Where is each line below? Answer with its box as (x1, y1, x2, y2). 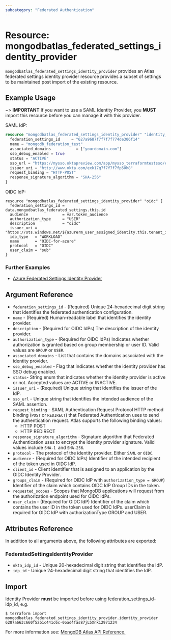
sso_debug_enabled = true (10, 151, 65, 156)
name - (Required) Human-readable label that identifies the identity (12, 314, 152, 321)
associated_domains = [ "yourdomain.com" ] (10, 146, 122, 151)
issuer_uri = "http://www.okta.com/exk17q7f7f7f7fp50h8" (10, 165, 133, 171)
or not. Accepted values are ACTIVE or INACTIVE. (12, 380, 117, 386)
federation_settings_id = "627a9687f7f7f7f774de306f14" (10, 137, 140, 142)
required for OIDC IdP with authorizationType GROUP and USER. (12, 510, 148, 516)
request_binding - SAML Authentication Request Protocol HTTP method (12, 407, 164, 413)
